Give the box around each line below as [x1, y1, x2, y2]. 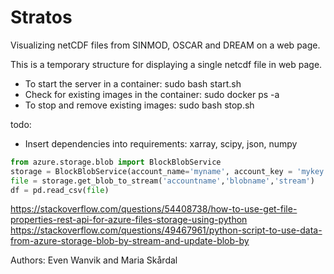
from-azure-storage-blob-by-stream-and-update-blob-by [10, 235, 250, 247]
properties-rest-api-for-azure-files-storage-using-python [10, 214, 248, 226]
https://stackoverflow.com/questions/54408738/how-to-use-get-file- [10, 203, 298, 215]
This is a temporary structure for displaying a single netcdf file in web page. [10, 58, 323, 70]
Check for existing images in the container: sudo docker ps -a [24, 88, 280, 100]
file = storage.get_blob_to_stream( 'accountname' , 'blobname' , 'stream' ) [10, 176, 315, 186]
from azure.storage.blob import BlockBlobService [10, 157, 222, 167]
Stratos [10, 6, 73, 29]
